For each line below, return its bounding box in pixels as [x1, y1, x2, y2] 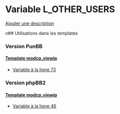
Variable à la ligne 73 [12, 67, 56, 73]
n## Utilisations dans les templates [5, 30, 78, 36]
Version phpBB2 [5, 79, 46, 86]
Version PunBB [5, 43, 43, 50]
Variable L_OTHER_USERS [5, 4, 115, 15]
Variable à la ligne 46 [12, 103, 56, 109]
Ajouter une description [5, 20, 54, 26]
